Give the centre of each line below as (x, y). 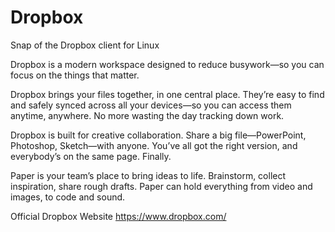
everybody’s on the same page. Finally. (91, 156)
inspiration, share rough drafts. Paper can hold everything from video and (161, 186)
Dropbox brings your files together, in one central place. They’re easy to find (167, 94)
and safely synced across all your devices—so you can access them (151, 105)
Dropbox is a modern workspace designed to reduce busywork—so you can (167, 64)
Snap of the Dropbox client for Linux (85, 45)
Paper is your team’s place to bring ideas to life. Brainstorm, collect (148, 175)
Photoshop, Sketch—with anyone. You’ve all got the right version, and (154, 145)
